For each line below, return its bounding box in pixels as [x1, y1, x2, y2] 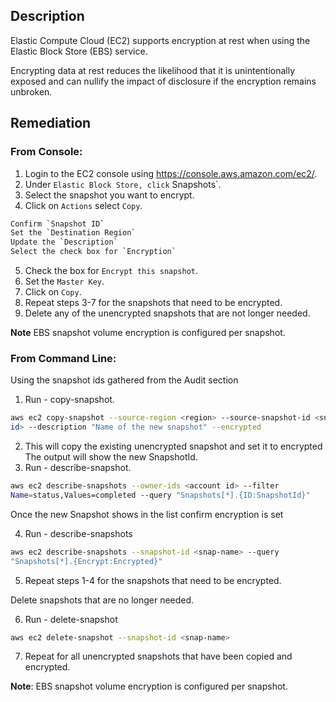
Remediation [10, 115, 92, 132]
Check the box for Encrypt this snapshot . [24, 265, 199, 276]
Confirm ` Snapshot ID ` [10, 219, 105, 229]
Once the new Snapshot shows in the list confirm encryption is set [10, 508, 284, 520]
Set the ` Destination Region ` [10, 228, 137, 238]
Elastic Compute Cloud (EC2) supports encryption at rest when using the [10, 34, 311, 46]
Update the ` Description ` [10, 237, 118, 248]
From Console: [10, 145, 83, 159]
